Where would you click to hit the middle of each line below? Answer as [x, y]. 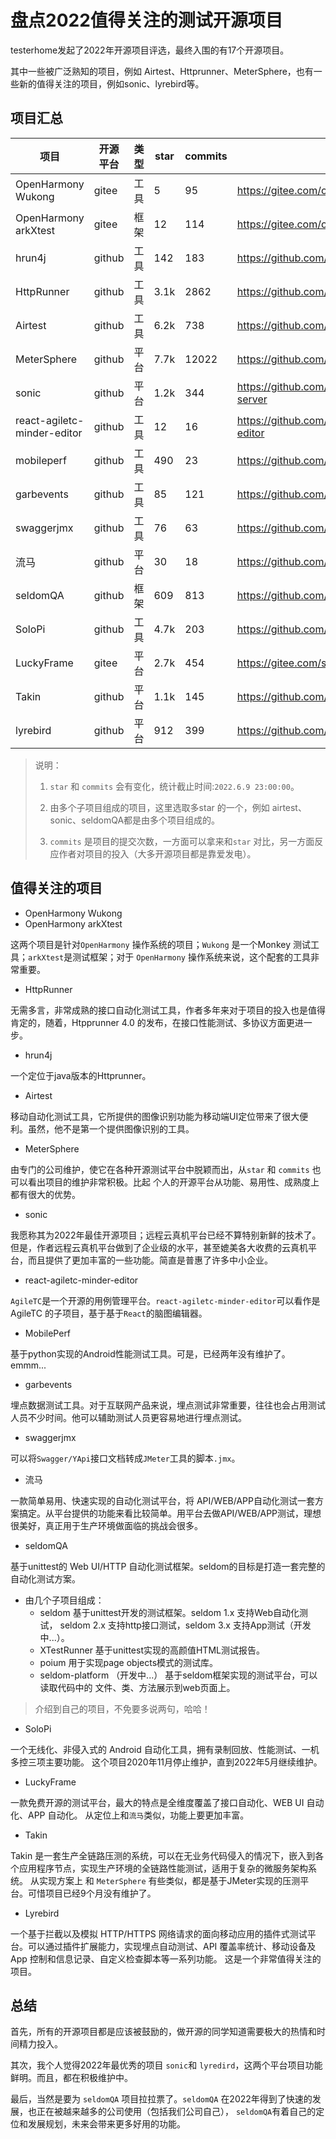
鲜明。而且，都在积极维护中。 [71, 2078]
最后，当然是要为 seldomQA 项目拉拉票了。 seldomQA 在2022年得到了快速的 [161, 2099]
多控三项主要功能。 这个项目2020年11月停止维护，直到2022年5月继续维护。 [166, 1762]
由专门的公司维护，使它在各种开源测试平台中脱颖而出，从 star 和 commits [160, 1169]
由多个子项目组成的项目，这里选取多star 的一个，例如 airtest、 [178, 807]
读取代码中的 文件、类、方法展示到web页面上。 [137, 1687]
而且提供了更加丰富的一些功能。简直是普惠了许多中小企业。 [150, 1260]
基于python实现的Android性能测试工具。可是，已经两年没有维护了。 [150, 1353]
